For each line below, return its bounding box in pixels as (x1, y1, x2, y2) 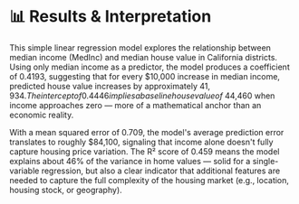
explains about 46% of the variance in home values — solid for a (9, 155, 251, 166)
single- (252, 155, 279, 166)
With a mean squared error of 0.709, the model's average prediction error (9, 126, 285, 137)
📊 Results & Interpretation (9, 6, 212, 27)
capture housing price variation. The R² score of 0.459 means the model (9, 145, 280, 157)
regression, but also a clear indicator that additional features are (41, 165, 281, 176)
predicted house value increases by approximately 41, (9, 80, 211, 91)
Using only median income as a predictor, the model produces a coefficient (9, 61, 290, 72)
